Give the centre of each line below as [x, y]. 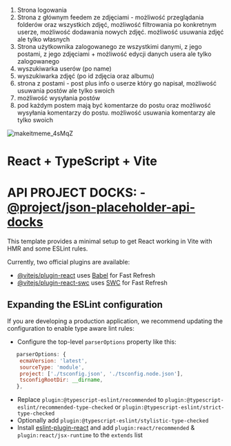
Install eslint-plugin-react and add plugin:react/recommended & [106, 428]
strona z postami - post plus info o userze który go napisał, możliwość [117, 83]
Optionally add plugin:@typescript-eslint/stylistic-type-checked [113, 420]
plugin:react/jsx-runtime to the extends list [80, 435]
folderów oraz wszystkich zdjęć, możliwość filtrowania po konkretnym [117, 25]
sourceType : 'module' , [52, 367]
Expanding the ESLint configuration [85, 304]
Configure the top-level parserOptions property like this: [97, 342]
